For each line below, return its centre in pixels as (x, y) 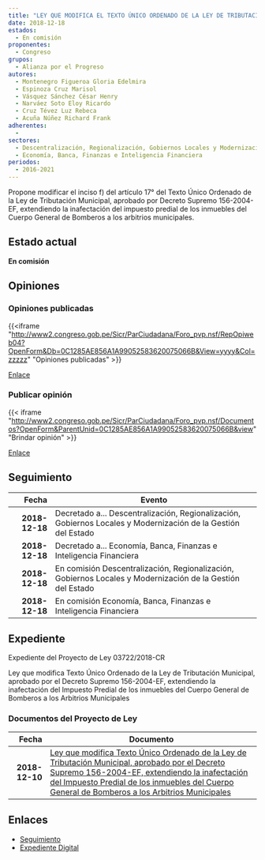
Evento (154, 500)
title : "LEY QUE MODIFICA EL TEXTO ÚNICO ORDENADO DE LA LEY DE (116, 15)
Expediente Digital (49, 847)
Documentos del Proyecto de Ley (73, 719)
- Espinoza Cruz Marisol (56, 89)
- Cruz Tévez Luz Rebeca (56, 111)
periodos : (24, 163)
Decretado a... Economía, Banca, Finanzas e (136, 546)
